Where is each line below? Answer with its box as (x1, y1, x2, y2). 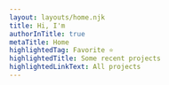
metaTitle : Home (9, 37, 69, 47)
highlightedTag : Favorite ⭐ (9, 46, 114, 55)
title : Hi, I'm (9, 21, 66, 30)
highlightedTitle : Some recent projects (9, 54, 162, 63)
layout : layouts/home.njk (9, 12, 105, 22)
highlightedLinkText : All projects (9, 63, 141, 72)
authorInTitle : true (9, 29, 86, 38)
